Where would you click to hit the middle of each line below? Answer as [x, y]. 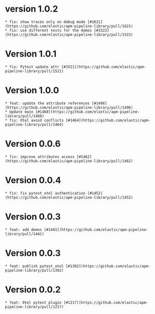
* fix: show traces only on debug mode [45, 22]
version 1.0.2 [31, 9]
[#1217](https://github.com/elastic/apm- [106, 302]
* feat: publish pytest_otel [34, 266]
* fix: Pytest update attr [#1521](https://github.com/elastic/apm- [76, 67]
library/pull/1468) [25, 116]
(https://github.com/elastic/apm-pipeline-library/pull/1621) [69, 26]
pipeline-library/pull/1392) [34, 270]
